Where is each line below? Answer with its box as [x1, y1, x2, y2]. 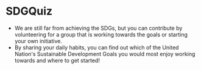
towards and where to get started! [14, 57, 100, 64]
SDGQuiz [5, 4, 53, 18]
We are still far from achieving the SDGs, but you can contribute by [14, 24, 183, 32]
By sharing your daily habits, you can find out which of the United [14, 44, 179, 51]
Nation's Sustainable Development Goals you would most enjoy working [14, 50, 196, 57]
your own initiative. [14, 37, 62, 44]
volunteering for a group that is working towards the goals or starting [14, 30, 188, 38]
